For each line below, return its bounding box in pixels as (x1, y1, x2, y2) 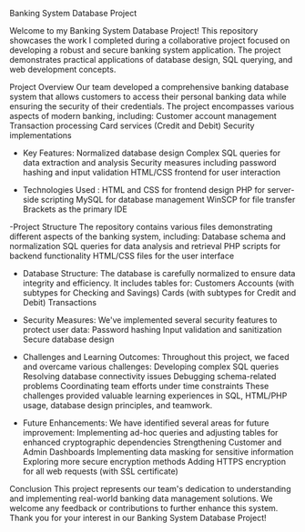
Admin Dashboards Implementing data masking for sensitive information (22, 447, 294, 457)
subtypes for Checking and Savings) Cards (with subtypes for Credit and (22, 287, 297, 298)
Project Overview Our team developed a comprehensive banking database (9, 82, 290, 92)
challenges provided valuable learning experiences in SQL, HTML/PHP (22, 390, 288, 401)
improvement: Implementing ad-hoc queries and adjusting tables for (22, 427, 279, 437)
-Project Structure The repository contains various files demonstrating (9, 222, 273, 232)
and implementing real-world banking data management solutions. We (9, 493, 273, 504)
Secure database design (22, 334, 115, 345)
